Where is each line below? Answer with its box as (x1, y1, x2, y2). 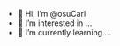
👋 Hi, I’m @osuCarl (17, 9, 86, 19)
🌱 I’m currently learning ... (17, 27, 112, 37)
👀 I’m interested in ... (17, 18, 93, 28)
